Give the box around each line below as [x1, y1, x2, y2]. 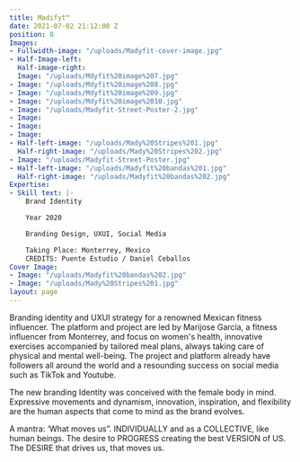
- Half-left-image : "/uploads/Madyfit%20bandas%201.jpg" [9, 164, 227, 173]
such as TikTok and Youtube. [9, 369, 117, 380]
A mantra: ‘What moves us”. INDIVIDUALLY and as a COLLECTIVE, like [9, 423, 269, 434]
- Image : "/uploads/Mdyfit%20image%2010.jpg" [9, 96, 182, 106]
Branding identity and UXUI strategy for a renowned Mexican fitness [9, 312, 262, 323]
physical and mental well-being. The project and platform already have [9, 350, 271, 360]
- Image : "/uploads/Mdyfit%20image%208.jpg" [9, 80, 179, 89]
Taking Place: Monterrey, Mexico [25, 245, 151, 254]
